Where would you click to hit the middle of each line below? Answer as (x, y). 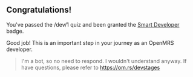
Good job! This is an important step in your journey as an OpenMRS (90, 42)
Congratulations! (39, 10)
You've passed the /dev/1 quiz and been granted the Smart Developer (93, 24)
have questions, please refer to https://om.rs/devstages (90, 67)
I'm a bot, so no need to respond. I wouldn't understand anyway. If (104, 61)
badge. (15, 31)
